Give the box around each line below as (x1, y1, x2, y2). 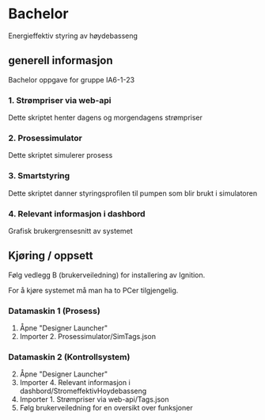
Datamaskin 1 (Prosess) (8, 305, 100, 316)
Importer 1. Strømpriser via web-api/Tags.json (19, 395, 169, 404)
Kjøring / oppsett (8, 249, 93, 262)
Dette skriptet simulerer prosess (8, 151, 113, 160)
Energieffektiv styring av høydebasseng (8, 31, 138, 40)
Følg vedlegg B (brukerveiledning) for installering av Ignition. (8, 270, 206, 280)
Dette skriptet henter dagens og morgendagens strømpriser (8, 113, 203, 123)
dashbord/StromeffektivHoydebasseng (19, 386, 147, 396)
